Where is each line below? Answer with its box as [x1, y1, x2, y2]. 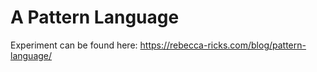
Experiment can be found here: [10, 39, 138, 51]
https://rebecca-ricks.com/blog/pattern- [139, 39, 307, 51]
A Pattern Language [10, 6, 180, 29]
